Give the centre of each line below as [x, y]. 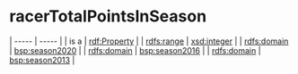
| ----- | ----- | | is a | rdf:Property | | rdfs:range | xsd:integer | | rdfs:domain [149, 41]
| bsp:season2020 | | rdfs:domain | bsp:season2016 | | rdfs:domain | [136, 50]
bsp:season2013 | [42, 60]
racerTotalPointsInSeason [108, 16]
